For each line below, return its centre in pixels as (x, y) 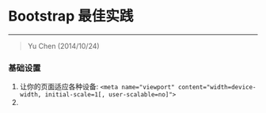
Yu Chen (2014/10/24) (64, 46)
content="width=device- (217, 88)
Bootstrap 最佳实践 (71, 16)
